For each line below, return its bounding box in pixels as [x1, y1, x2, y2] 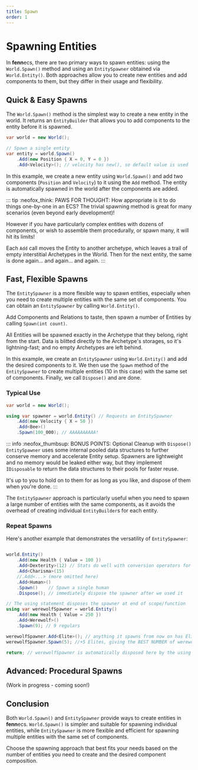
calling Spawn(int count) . [6, 320, 68, 327]
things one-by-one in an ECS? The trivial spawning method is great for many [6, 203, 192, 210]
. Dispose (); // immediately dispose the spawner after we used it [16, 590, 183, 596]
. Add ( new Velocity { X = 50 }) [16, 419, 94, 425]
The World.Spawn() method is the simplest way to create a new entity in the [6, 110, 189, 118]
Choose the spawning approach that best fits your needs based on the [6, 745, 178, 752]
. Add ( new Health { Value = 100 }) [16, 557, 101, 563]
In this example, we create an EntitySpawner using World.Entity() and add [6, 355, 187, 363]
